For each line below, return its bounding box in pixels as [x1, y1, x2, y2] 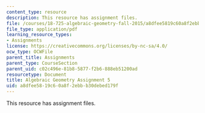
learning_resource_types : [6, 32, 72, 38]
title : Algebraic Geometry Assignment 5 [6, 77, 111, 83]
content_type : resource [6, 9, 67, 15]
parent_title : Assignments [6, 54, 75, 60]
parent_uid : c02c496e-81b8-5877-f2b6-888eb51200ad [6, 65, 138, 72]
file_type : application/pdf [6, 26, 78, 32]
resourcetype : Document [6, 71, 67, 78]
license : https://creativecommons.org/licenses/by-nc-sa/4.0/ [6, 43, 168, 49]
